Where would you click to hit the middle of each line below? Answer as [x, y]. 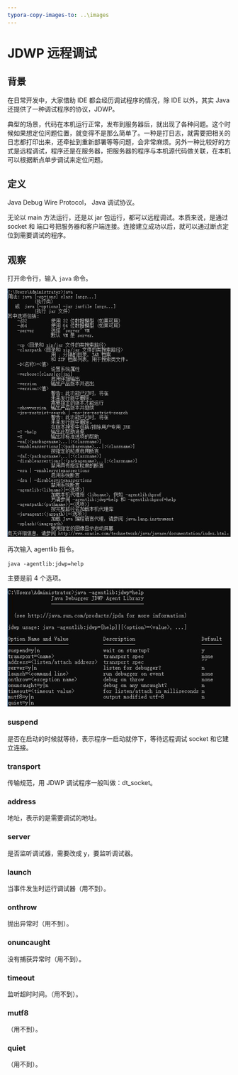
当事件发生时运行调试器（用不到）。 [58, 888]
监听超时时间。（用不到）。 [45, 994]
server [19, 837]
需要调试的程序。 [44, 235]
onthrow [22, 907]
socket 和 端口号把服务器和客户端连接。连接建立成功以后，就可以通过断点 [115, 227]
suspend [23, 723]
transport [24, 766]
